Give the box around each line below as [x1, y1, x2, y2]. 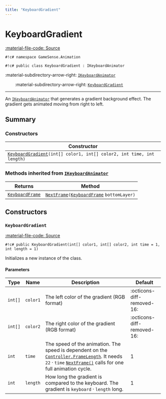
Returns [14, 183, 34, 190]
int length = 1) [5, 247, 39, 251]
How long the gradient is [45, 373, 102, 380]
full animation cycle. [45, 365, 92, 372]
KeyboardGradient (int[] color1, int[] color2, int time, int [7, 151, 155, 157]
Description [71, 279, 100, 286]
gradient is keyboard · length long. [45, 386, 124, 393]
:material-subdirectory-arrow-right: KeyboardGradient [14, 81, 124, 87]
